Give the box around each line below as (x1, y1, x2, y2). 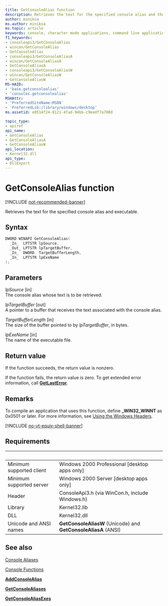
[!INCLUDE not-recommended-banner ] (5, 199, 85, 205)
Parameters (5, 273, 42, 282)
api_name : (5, 128, 26, 133)
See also (5, 543, 32, 552)
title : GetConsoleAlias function (5, 7, 75, 13)
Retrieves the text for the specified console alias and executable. (5, 208, 138, 214)
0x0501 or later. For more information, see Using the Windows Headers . (5, 413, 153, 419)
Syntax (5, 223, 28, 231)
